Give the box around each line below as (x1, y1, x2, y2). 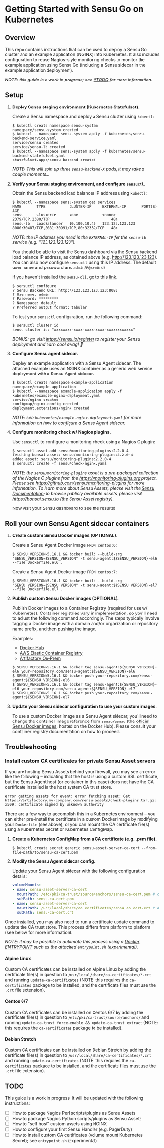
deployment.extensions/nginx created (12, 406, 90, 411)
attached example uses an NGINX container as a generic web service (12, 365, 153, 371)
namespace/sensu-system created (12, 127, 78, 132)
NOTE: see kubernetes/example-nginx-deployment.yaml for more (12, 414, 141, 420)
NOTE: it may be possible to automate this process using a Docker (5, 939, 140, 945)
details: (12, 873, 27, 879)
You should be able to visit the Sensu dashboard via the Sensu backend (12, 249, 157, 255)
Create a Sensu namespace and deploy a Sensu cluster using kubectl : (12, 113, 154, 119)
